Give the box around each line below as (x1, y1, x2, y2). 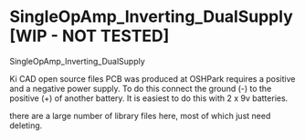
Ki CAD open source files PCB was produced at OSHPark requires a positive (9, 73, 296, 84)
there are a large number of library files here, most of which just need (9, 110, 271, 121)
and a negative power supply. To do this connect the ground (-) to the (9, 83, 272, 94)
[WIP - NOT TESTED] (9, 25, 170, 46)
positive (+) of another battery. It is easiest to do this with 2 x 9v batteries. (9, 93, 289, 104)
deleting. (9, 120, 43, 131)
